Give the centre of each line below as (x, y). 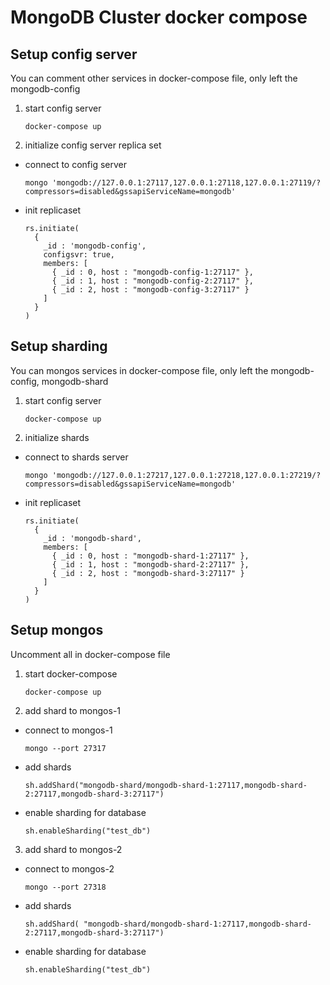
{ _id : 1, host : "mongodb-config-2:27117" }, (152, 281)
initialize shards (57, 437)
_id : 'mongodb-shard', (92, 538)
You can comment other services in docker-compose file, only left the (154, 78)
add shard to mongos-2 (73, 849)
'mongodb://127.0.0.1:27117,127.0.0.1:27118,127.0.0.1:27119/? (186, 183)
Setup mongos (57, 630)
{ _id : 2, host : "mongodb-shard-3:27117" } (148, 573)
